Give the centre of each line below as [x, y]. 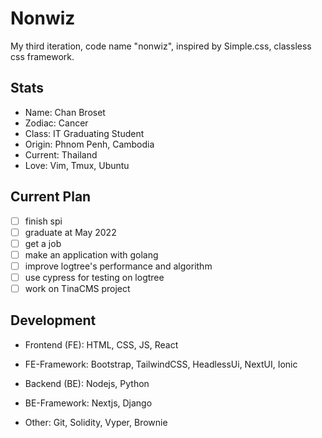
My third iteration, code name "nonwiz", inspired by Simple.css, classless [161, 46]
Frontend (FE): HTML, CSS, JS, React [101, 344]
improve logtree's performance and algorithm [118, 266]
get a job [43, 243]
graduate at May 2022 [70, 232]
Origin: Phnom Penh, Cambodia [89, 144]
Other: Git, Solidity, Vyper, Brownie [96, 422]
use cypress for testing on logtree [94, 277]
